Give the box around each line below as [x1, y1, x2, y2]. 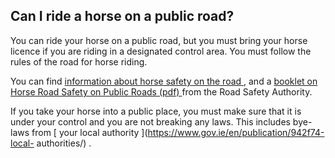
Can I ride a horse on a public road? [10, 8, 235, 25]
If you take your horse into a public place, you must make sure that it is [10, 105, 302, 117]
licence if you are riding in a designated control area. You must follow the [10, 45, 312, 57]
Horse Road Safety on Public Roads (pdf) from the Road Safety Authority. [10, 85, 313, 98]
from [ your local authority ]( [31, 126, 148, 138]
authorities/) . [36, 137, 92, 149]
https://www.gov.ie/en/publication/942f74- [147, 126, 325, 138]
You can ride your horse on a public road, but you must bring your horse [10, 34, 308, 46]
